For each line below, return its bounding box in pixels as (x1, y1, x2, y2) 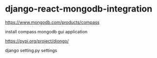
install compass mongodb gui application (5, 29, 88, 34)
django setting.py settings (5, 47, 58, 53)
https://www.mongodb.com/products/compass (5, 19, 100, 25)
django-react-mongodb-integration (5, 3, 153, 14)
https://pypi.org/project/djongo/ (5, 38, 69, 44)
